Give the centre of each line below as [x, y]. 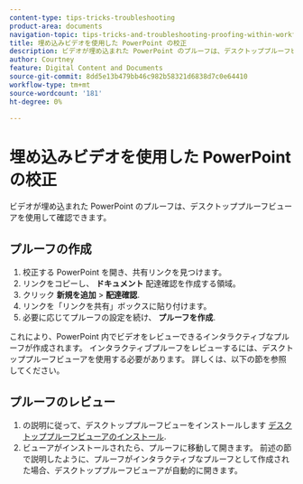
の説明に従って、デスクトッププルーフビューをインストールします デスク [157, 424]
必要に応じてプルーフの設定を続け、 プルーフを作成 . [119, 318]
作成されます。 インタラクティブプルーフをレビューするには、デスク [160, 348]
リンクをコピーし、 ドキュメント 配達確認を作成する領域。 [131, 284]
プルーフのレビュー [62, 401]
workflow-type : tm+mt [50, 85]
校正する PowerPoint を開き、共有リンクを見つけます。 [124, 273]
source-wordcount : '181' [56, 93]
